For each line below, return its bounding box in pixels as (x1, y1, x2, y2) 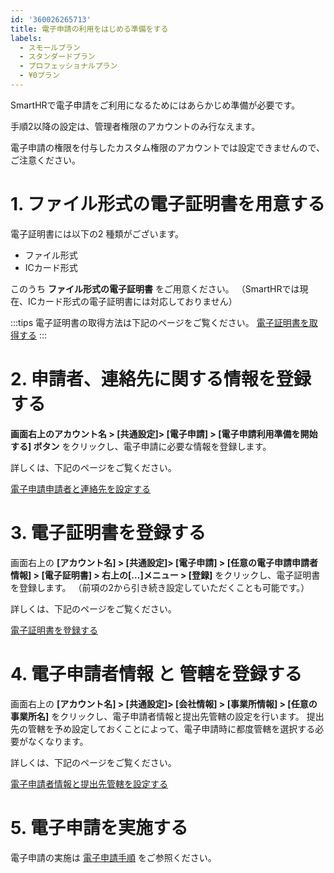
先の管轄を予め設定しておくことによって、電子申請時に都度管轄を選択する (10, 722, 316, 735)
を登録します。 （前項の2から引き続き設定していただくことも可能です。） (10, 581, 310, 593)
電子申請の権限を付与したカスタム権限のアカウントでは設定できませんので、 (10, 141, 326, 153)
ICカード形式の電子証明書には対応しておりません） (27, 295, 238, 307)
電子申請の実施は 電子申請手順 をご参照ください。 (10, 851, 217, 863)
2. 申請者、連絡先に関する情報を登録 (10, 368, 312, 390)
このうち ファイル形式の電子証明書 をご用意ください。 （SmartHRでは (10, 282, 300, 295)
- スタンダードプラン (19, 52, 96, 62)
